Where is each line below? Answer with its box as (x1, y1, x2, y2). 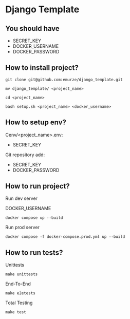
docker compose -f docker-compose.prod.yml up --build (5, 234, 125, 239)
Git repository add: (5, 152, 45, 158)
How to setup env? (5, 118, 67, 127)
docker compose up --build (5, 215, 63, 220)
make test (5, 310, 27, 315)
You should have (5, 24, 60, 33)
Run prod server (5, 224, 40, 231)
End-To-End (5, 281, 31, 287)
